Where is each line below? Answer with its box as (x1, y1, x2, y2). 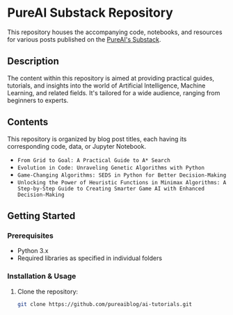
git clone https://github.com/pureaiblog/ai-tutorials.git (17, 300, 193, 307)
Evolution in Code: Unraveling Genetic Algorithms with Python (17, 164, 205, 171)
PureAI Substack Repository (7, 5, 174, 21)
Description (7, 56, 59, 67)
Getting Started (7, 210, 76, 222)
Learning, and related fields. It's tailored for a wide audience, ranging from (7, 88, 220, 97)
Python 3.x (17, 247, 49, 255)
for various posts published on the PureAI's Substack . (7, 35, 161, 43)
